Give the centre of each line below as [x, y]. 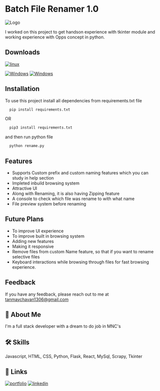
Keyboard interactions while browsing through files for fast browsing [80, 262]
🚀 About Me [23, 315]
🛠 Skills [17, 342]
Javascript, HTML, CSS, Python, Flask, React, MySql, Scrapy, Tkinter [74, 356]
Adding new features [33, 241]
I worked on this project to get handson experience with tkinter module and [80, 32]
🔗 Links [16, 372]
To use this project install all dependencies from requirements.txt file [73, 100]
